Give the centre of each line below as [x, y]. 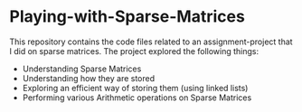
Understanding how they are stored [89, 78]
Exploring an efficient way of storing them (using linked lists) [135, 88]
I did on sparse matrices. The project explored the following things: [134, 51]
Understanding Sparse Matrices [82, 69]
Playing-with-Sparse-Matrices [127, 17]
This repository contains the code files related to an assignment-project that [151, 42]
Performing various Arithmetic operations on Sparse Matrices [137, 98]
